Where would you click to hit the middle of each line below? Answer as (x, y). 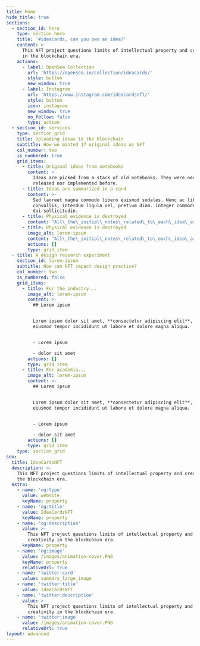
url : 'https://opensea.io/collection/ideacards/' (90, 73)
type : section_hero (41, 34)
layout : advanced (28, 634)
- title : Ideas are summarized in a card (74, 189)
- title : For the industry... (59, 288)
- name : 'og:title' (41, 507)
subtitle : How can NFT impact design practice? (77, 266)
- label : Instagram (46, 89)
